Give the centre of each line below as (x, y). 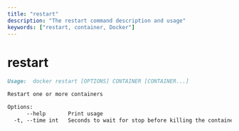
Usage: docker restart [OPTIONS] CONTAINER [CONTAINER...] (99, 82)
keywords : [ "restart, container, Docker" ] (71, 27)
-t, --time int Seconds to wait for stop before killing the (109, 120)
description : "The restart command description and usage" (97, 21)
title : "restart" (33, 14)
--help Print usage (64, 114)
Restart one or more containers (55, 94)
